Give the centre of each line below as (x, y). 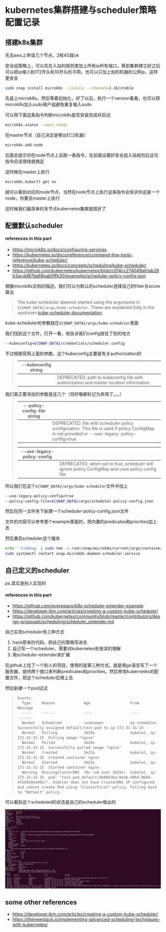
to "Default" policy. (39, 792)
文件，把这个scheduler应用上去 (41, 678)
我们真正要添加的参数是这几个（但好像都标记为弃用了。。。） (65, 394)
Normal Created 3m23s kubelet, (85, 753)
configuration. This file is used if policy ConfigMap (103, 428)
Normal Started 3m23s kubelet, (85, 763)
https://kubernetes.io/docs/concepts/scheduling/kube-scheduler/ (79, 265)
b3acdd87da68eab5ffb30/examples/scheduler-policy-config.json (79, 276)
